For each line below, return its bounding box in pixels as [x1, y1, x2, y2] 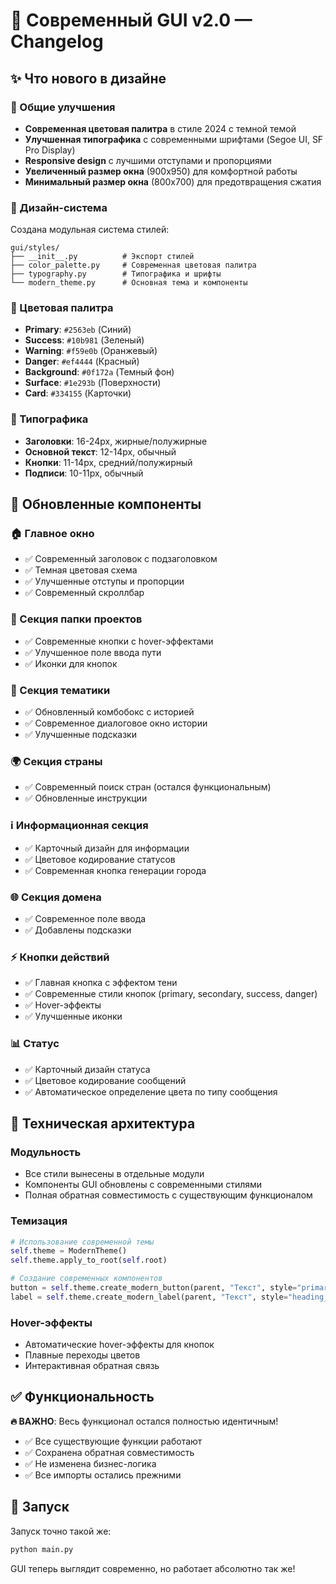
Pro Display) [24, 144, 76, 156]
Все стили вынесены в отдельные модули [24, 1168, 205, 1180]
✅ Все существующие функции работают [24, 1435, 203, 1447]
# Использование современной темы [10, 1237, 155, 1247]
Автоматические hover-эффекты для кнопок [24, 1339, 215, 1351]
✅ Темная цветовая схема [24, 564, 138, 576]
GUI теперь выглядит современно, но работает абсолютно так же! [10, 1562, 296, 1574]
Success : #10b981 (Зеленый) [24, 334, 145, 346]
